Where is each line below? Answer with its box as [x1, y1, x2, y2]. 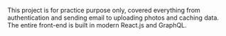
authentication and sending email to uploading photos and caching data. [7, 13, 219, 22]
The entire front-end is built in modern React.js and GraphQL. [7, 21, 187, 29]
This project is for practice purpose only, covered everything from [7, 6, 200, 14]
